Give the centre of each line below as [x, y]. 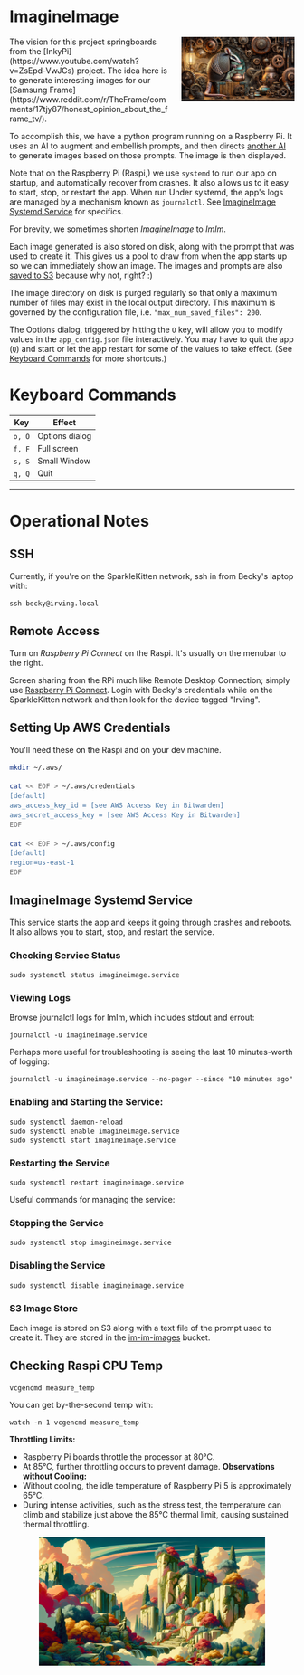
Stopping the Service [57, 1223]
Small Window [64, 461]
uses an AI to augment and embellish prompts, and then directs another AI [148, 146]
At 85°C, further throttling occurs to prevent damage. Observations [148, 1466]
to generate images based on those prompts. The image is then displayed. [148, 155]
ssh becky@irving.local [54, 604]
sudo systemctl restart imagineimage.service [96, 1183]
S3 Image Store [44, 1308]
